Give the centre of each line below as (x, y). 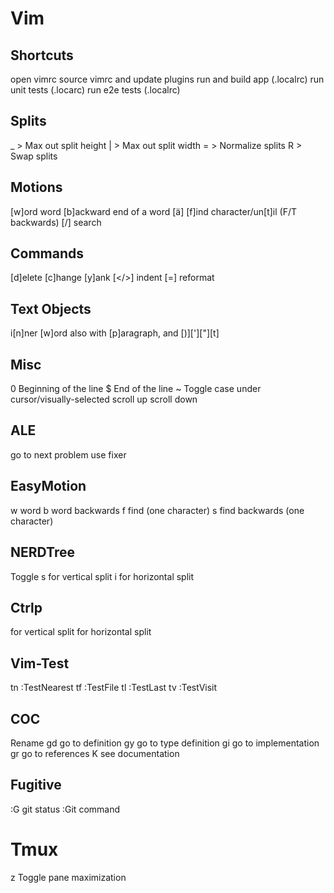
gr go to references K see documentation (95, 753)
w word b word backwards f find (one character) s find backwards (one (157, 510)
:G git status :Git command (65, 809)
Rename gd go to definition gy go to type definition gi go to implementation (165, 743)
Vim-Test (40, 663)
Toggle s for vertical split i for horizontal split (102, 576)
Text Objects (51, 308)
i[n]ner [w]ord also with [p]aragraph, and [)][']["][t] (115, 333)
